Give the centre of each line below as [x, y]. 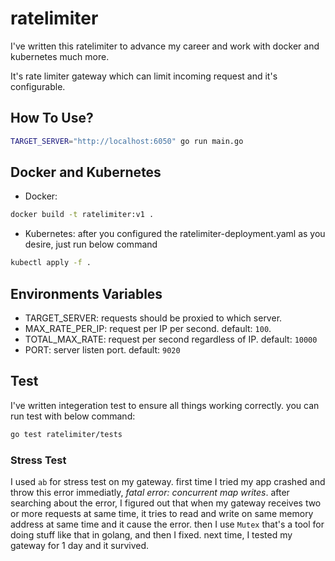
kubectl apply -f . [51, 263]
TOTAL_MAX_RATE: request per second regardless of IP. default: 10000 [171, 339]
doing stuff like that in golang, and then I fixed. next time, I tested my [151, 534]
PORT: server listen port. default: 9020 [102, 350]
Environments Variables [86, 293]
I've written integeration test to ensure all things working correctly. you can [165, 405]
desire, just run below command [91, 244]
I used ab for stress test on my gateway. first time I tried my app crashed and [168, 481]
